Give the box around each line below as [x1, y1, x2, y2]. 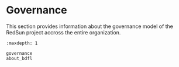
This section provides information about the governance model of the [6, 23, 174, 30]
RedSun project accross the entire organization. [6, 29, 121, 36]
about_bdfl [6, 55, 33, 61]
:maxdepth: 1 [6, 40, 38, 46]
